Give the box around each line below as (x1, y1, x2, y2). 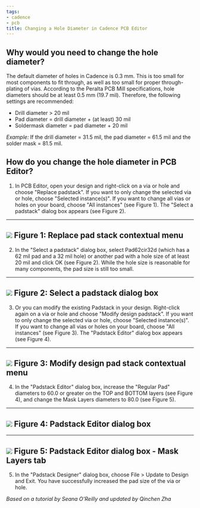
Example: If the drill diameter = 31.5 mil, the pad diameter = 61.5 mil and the (6, 133, 191, 141)
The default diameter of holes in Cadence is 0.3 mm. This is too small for (6, 73, 185, 80)
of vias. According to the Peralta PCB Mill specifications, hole (24, 85, 174, 92)
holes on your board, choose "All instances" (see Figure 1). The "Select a (14, 201, 193, 208)
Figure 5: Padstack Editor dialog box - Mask (14, 446, 179, 456)
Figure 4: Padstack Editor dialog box (14, 419, 151, 429)
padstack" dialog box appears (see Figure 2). (14, 207, 126, 214)
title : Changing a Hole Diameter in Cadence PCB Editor (6, 25, 148, 32)
